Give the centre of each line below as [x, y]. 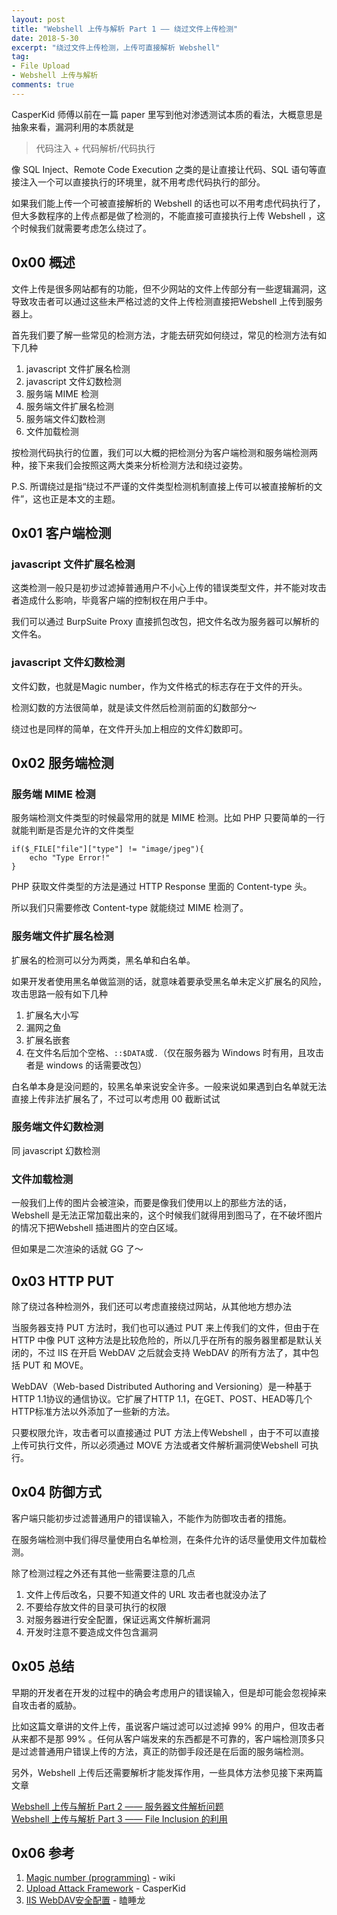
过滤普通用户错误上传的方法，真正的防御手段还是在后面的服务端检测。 [164, 1751]
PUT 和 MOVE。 [55, 1365]
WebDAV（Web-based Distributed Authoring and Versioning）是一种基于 [162, 1386]
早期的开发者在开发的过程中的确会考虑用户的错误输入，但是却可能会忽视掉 [164, 1692]
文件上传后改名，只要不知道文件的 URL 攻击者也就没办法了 [146, 1594]
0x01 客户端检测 [61, 532]
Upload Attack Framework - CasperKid [105, 1888]
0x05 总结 [43, 1666]
